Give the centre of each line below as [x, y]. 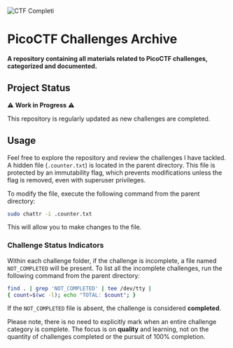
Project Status [39, 88]
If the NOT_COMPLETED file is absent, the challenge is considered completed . [114, 308]
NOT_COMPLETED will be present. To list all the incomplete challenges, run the [115, 268]
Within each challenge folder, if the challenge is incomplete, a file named [112, 260]
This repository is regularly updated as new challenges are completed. [109, 119]
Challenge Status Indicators [56, 246]
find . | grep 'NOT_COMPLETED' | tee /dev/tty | [79, 288]
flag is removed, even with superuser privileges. [77, 180]
